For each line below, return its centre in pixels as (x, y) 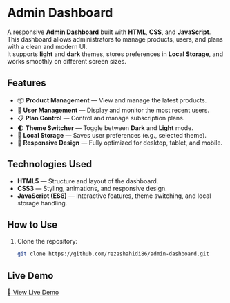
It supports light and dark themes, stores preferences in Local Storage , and (115, 54)
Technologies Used (49, 164)
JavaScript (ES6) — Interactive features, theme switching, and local (114, 196)
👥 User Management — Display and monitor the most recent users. (113, 110)
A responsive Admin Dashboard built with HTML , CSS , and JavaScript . (109, 32)
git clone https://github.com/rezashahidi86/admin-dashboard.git (113, 254)
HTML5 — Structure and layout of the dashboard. (88, 181)
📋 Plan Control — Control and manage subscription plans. (101, 118)
